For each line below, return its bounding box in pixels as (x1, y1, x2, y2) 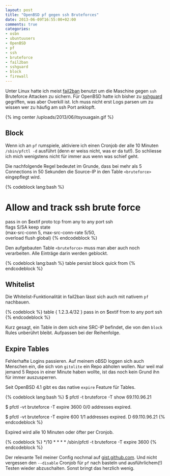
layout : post (5, 7, 33, 13)
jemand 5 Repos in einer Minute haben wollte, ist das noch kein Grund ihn (5, 369, 159, 375)
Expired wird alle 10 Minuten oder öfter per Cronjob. (5, 429, 114, 435)
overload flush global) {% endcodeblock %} (5, 235, 98, 241)
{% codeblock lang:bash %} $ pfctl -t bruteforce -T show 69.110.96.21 (5, 394, 152, 400)
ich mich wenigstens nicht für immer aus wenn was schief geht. (5, 153, 139, 159)
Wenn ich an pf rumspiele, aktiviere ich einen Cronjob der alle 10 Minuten (5, 142, 159, 148)
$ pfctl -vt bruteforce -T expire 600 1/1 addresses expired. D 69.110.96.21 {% (5, 414, 165, 420)
